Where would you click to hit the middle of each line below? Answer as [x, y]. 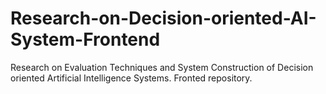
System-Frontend [85, 39]
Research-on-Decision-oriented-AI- [163, 18]
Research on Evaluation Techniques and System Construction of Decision [162, 67]
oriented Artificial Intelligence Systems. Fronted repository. [131, 78]
